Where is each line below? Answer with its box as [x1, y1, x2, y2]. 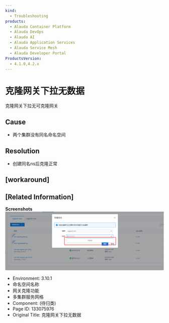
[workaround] [5, 175, 50, 184]
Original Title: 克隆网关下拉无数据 [12, 311, 81, 317]
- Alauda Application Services [10, 40, 75, 45]
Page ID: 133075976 [12, 305, 54, 312]
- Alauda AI [10, 35, 35, 40]
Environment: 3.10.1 [12, 275, 52, 281]
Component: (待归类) [12, 300, 56, 306]
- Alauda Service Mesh [10, 45, 57, 50]
